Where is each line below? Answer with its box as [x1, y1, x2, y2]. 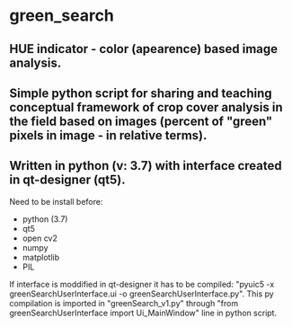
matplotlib [22, 252, 60, 262]
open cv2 [22, 233, 58, 243]
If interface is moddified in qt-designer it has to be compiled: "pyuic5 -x [9, 278, 275, 289]
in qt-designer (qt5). [9, 172, 126, 188]
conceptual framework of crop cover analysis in [9, 100, 283, 115]
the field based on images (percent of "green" [9, 113, 273, 128]
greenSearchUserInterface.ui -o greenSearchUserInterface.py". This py [9, 288, 274, 299]
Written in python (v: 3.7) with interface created [9, 158, 283, 173]
